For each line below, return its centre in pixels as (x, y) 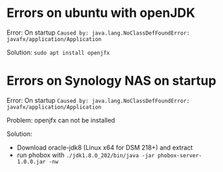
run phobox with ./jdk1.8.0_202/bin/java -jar (86, 155)
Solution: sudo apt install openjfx (58, 52)
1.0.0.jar (31, 161)
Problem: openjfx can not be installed (61, 120)
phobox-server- (180, 155)
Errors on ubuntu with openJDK (101, 13)
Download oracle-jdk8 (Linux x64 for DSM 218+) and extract (105, 147)
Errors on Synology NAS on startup (111, 81)
